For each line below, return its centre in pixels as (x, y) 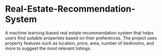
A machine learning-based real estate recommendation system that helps (79, 33)
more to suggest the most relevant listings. (48, 48)
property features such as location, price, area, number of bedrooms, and (80, 43)
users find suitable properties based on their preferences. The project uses (81, 38)
